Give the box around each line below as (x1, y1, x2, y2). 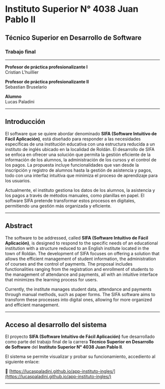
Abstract (5, 222, 33, 230)
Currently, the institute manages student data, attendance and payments (5, 286, 152, 292)
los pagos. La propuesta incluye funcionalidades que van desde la (5, 162, 139, 168)
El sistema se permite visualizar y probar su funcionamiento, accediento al (5, 354, 156, 359)
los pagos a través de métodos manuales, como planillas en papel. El (5, 192, 145, 198)
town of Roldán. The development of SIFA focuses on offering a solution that (5, 250, 160, 256)
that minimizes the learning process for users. (5, 276, 98, 282)
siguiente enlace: (5, 359, 40, 365)
